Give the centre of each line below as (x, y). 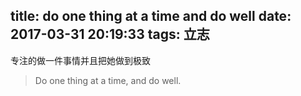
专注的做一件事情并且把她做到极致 (80, 60)
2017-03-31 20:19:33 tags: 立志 (110, 34)
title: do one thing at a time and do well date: (151, 16)
